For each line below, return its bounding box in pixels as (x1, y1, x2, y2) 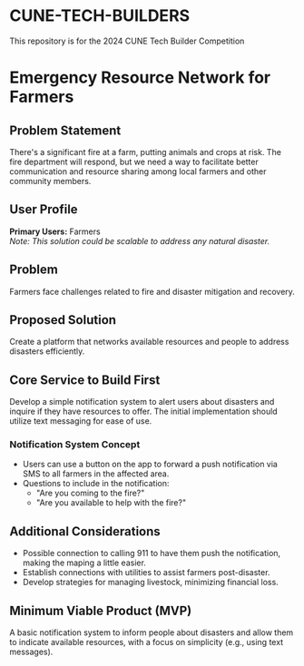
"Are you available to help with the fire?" (35, 497, 187, 508)
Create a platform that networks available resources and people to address (9, 337, 289, 348)
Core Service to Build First (9, 372, 161, 387)
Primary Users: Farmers (9, 226, 102, 237)
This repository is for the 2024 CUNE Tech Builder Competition (9, 35, 245, 46)
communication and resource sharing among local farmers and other (9, 165, 267, 177)
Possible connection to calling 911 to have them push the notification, (22, 548, 281, 559)
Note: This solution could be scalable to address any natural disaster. (9, 235, 270, 246)
